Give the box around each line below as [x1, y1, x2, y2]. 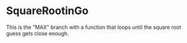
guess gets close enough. [6, 29, 69, 37]
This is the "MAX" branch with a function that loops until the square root [6, 24, 182, 31]
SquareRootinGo [6, 4, 88, 18]
